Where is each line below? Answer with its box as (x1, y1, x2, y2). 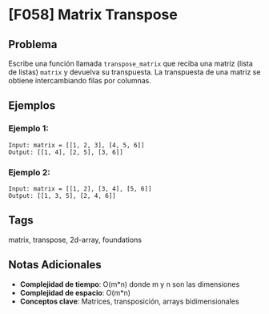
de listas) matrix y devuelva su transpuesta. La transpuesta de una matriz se (8, 67, 261, 77)
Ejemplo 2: (8, 167, 50, 178)
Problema (8, 38, 58, 51)
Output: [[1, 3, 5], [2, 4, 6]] (8, 191, 116, 199)
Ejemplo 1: (8, 123, 50, 134)
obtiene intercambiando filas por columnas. (8, 76, 152, 85)
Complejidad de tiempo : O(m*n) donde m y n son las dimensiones (19, 279, 240, 289)
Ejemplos (8, 99, 56, 113)
